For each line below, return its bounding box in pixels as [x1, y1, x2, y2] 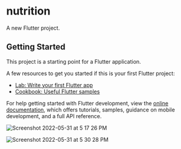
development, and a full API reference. [6, 112, 102, 119]
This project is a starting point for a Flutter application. [6, 58, 141, 65]
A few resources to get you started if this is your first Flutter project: [6, 70, 175, 77]
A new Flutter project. [6, 24, 60, 31]
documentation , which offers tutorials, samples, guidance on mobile [6, 106, 175, 113]
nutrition [6, 4, 51, 18]
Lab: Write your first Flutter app [14, 81, 94, 88]
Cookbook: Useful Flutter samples [14, 88, 100, 95]
